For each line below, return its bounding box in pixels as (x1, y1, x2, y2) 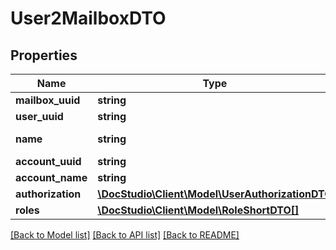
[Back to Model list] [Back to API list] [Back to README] (10, 229, 240, 241)
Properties (10, 47, 78, 64)
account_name (15, 171, 88, 184)
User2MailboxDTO (10, 7, 167, 30)
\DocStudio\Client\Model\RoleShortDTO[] (97, 203, 300, 217)
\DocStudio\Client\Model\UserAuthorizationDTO (97, 187, 333, 201)
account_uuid (15, 155, 82, 168)
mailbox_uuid (15, 93, 81, 107)
